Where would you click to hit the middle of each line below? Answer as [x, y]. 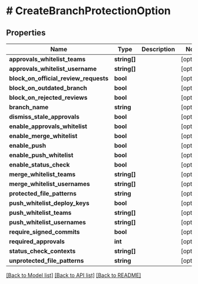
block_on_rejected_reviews [48, 97]
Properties [26, 33]
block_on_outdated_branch [48, 88]
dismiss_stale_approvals [44, 117]
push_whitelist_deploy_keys [49, 203]
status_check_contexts [42, 251]
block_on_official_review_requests [59, 78]
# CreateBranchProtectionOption [88, 11]
